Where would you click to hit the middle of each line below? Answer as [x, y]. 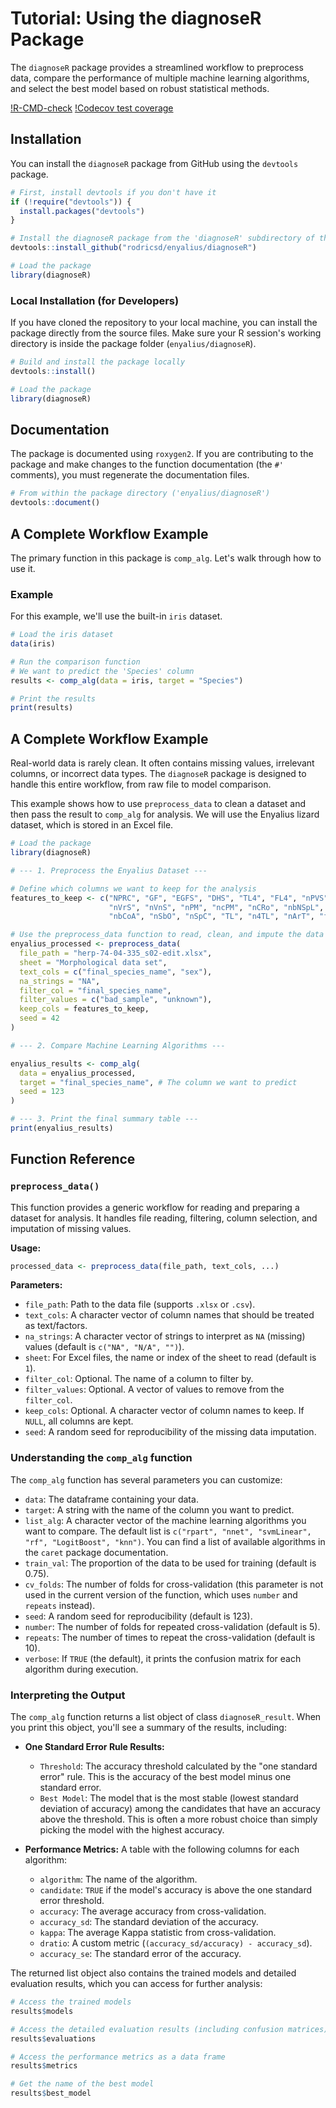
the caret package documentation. [96, 1552]
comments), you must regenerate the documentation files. [130, 475]
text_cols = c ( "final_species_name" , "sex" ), [116, 972]
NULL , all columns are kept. [79, 1421]
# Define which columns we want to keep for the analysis [133, 888]
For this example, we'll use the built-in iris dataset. [116, 616]
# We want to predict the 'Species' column [102, 671]
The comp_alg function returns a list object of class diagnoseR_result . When [166, 1717]
